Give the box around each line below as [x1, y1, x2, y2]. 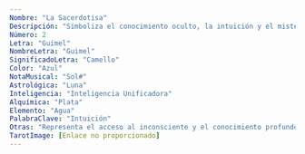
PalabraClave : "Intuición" [9, 114, 112, 123]
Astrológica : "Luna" [9, 81, 88, 90]
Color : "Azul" [9, 64, 64, 73]
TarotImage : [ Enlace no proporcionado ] [9, 131, 161, 140]
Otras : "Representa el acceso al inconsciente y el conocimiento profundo [9, 123, 299, 132]
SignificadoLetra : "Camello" [9, 55, 120, 64]
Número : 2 [9, 30, 47, 39]
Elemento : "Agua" [9, 106, 75, 115]
